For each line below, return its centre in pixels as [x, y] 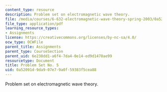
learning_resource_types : [32, 28]
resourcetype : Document [30, 61]
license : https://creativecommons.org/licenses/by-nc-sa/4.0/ [71, 38]
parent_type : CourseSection [34, 51]
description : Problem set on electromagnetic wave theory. [68, 14]
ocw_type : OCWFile [24, 42]
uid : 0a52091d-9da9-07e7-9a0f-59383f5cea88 [51, 70]
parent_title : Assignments [33, 47]
